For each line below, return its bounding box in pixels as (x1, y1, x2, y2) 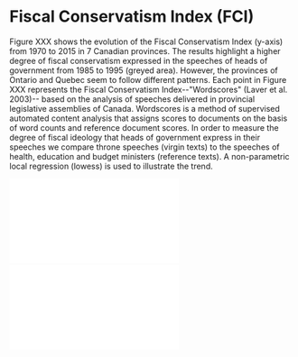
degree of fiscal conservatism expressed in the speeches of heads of (9, 55, 268, 66)
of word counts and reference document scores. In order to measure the (9, 122, 279, 133)
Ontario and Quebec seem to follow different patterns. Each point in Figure (9, 74, 287, 85)
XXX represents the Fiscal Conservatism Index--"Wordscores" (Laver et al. (9, 84, 288, 95)
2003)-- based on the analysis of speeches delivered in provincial (9, 93, 256, 105)
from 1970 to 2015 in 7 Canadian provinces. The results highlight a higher (9, 45, 282, 56)
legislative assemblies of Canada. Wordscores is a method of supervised (9, 103, 280, 114)
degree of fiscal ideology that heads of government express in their (9, 132, 260, 142)
